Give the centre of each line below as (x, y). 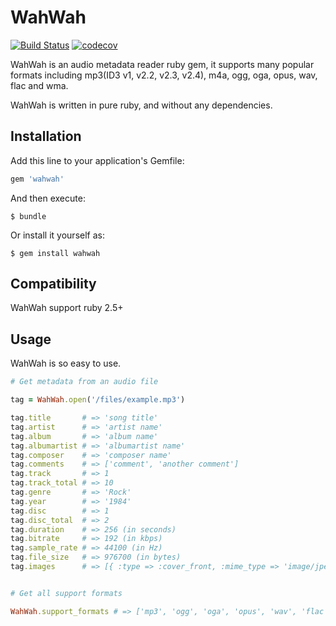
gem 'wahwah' (37, 179)
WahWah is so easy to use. (66, 363)
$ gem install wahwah (55, 253)
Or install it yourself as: (57, 235)
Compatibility (53, 284)
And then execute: (48, 198)
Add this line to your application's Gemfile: (97, 160)
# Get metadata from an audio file (84, 382)
